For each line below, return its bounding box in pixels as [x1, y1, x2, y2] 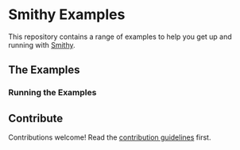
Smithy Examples [8, 6, 126, 24]
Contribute [8, 111, 64, 125]
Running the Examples [8, 87, 97, 98]
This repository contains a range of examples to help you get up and [8, 32, 232, 41]
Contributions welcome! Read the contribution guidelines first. [8, 133, 211, 142]
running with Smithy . [8, 40, 75, 49]
